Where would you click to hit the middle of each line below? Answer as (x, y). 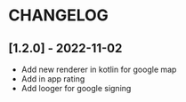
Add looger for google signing (76, 88)
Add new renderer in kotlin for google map (99, 69)
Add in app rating (53, 79)
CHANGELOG (58, 16)
